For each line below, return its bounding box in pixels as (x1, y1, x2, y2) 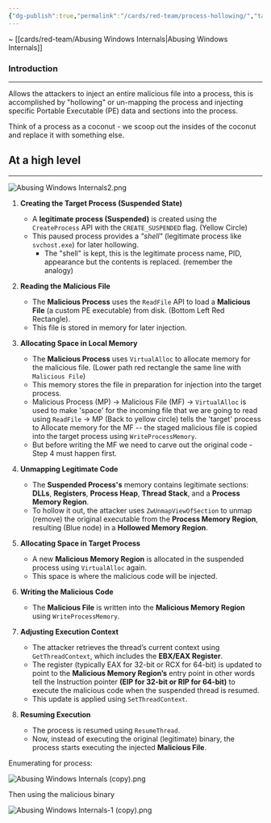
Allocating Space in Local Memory (19, 338, 138, 348)
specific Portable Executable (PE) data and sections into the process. (8, 106, 239, 116)
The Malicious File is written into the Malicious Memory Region (31, 602, 246, 612)
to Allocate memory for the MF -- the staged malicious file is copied (31, 422, 258, 433)
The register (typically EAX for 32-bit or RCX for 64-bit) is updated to (31, 660, 262, 669)
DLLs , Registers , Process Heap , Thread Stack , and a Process (31, 488, 240, 498)
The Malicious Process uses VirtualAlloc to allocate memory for (31, 353, 251, 364)
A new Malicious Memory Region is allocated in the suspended (31, 554, 244, 563)
